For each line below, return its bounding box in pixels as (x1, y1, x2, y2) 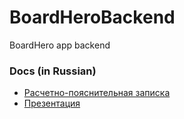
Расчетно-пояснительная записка (23, 87, 171, 99)
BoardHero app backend (9, 39, 111, 51)
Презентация (23, 97, 81, 110)
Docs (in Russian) (9, 64, 97, 78)
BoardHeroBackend (9, 6, 176, 29)
